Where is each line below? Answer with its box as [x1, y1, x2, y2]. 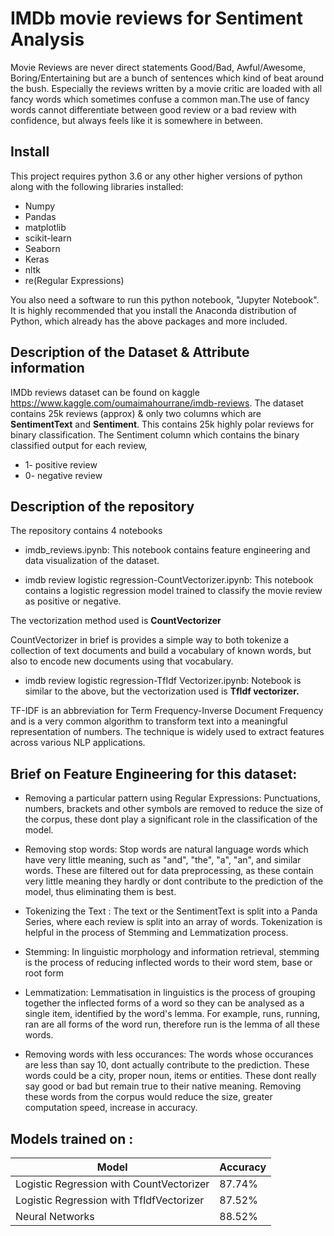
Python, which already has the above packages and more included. [10, 315, 288, 327]
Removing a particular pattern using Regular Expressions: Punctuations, [24, 792, 321, 804]
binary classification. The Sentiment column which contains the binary [10, 428, 300, 441]
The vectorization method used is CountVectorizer [10, 615, 222, 627]
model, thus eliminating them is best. [24, 886, 177, 898]
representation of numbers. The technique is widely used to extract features [10, 726, 325, 738]
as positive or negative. [24, 595, 122, 607]
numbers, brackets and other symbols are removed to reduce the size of [24, 803, 324, 815]
